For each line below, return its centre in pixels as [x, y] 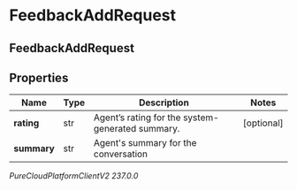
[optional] [263, 123]
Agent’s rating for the [137, 118]
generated [115, 129]
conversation [121, 154]
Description [164, 103]
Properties [39, 77]
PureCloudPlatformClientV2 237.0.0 [74, 176]
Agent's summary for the [145, 143]
